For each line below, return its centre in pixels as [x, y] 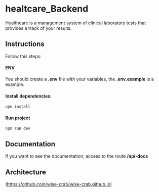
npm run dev [18, 129]
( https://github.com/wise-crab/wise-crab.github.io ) [59, 184]
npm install [18, 107]
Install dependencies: [29, 96]
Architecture [26, 172]
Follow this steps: [23, 56]
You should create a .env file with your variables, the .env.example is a [80, 79]
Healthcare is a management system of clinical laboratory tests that [76, 23]
